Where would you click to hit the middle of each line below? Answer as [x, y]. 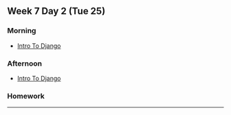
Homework [26, 96]
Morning [22, 31]
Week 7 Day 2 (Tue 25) [56, 11]
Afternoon [25, 63]
